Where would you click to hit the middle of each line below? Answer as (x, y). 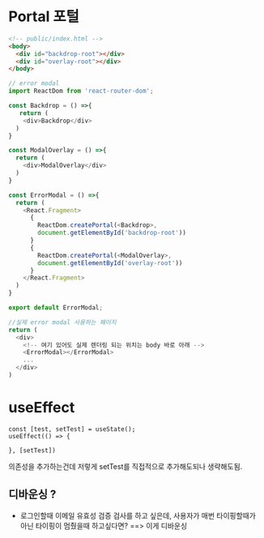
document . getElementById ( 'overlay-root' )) (110, 263)
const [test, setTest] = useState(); (72, 429)
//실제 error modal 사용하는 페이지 (62, 322)
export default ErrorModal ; (56, 308)
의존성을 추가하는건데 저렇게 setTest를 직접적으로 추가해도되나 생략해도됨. (126, 466)
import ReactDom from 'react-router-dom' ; (81, 91)
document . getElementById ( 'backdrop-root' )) (112, 233)
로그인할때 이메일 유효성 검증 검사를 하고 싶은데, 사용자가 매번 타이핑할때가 (138, 515)
